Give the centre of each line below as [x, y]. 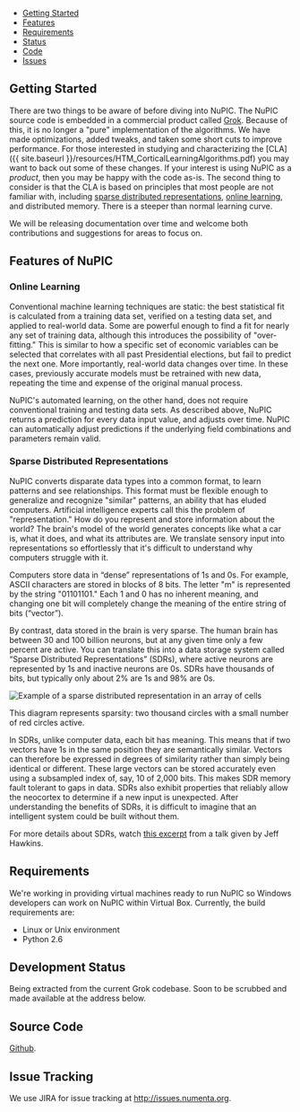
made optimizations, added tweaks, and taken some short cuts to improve [146, 139]
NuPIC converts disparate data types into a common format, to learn [135, 481]
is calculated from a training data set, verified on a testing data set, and [141, 316]
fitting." [23, 344]
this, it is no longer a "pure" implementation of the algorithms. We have [140, 129]
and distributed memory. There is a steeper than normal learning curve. [141, 206]
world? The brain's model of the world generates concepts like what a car [146, 528]
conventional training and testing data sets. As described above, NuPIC [141, 410]
